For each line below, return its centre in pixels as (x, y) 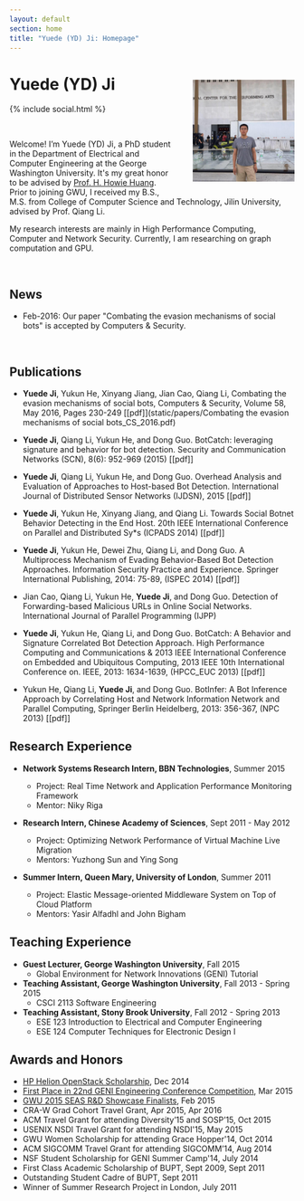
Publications (46, 372)
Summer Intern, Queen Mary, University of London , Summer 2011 (147, 877)
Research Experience (71, 747)
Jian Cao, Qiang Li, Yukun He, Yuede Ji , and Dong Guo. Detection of (150, 596)
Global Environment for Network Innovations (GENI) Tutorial (147, 974)
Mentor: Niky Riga (70, 805)
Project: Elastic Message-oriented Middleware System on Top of (156, 894)
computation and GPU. (52, 248)
